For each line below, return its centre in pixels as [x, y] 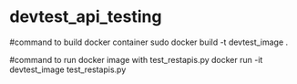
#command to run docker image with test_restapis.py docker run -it [136, 59]
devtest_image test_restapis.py [68, 69]
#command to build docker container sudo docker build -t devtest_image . [149, 42]
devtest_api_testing [86, 17]
